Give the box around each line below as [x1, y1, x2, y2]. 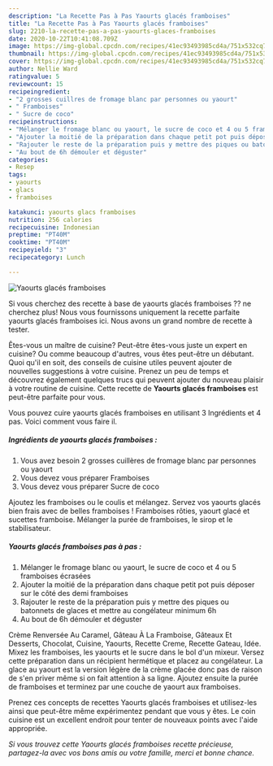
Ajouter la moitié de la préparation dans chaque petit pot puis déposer [19, 579, 255, 590]
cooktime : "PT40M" [8, 238, 71, 246]
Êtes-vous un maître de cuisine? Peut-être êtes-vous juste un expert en [8, 340, 248, 350]
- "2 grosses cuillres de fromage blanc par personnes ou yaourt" [8, 95, 238, 103]
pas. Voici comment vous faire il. [8, 416, 118, 426]
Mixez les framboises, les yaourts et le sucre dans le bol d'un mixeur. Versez [8, 647, 265, 657]
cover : [8, 58, 31, 66]
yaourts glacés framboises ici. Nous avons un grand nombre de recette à [8, 316, 253, 325]
